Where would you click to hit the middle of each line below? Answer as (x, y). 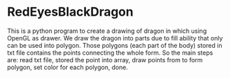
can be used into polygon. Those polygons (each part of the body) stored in (115, 45)
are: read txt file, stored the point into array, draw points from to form (105, 60)
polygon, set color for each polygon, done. (68, 67)
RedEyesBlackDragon (70, 12)
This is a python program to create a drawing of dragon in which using (107, 31)
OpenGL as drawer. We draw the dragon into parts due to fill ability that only (115, 38)
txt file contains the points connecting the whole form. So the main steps (110, 53)
